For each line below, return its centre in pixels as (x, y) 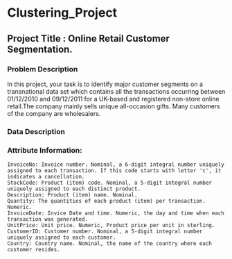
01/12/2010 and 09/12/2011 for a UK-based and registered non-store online (113, 99)
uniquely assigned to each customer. (62, 237)
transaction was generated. (48, 219)
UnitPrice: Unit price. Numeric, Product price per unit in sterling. (111, 226)
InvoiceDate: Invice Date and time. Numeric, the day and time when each (116, 213)
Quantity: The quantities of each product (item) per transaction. (107, 201)
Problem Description (43, 69)
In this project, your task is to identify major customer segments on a (105, 84)
